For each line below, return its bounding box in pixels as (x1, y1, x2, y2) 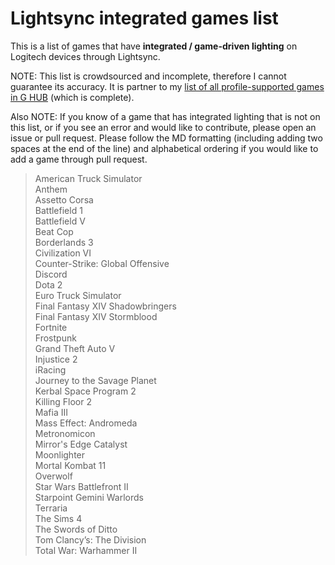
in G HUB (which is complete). (10, 91, 135, 103)
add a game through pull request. (10, 153, 148, 165)
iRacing (34, 363, 67, 376)
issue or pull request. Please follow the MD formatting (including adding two (10, 132, 323, 144)
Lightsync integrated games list (10, 7, 279, 30)
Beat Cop (34, 225, 74, 237)
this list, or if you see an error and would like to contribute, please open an (10, 121, 317, 133)
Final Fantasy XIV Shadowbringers (34, 300, 177, 312)
